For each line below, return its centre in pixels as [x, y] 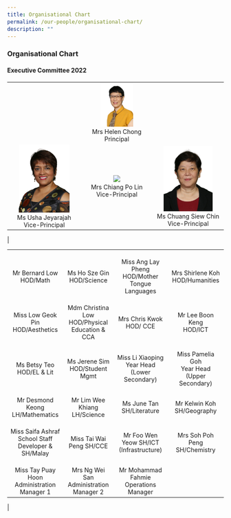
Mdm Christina [88, 308]
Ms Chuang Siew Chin [188, 216]
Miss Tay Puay [35, 470]
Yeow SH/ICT [140, 442]
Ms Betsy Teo [35, 365]
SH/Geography [196, 411]
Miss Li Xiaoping [140, 358]
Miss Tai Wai [88, 439]
